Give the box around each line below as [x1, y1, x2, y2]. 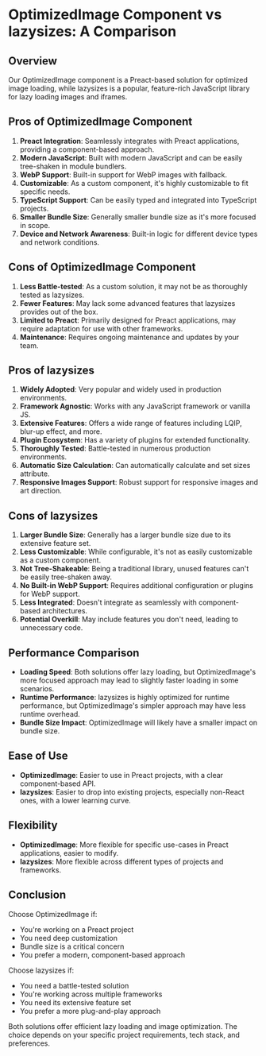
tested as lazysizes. [19, 290, 85, 300]
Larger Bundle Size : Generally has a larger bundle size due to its [19, 530, 232, 540]
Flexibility [8, 818, 58, 832]
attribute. [19, 469, 50, 478]
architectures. [42, 606, 88, 616]
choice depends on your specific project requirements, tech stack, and [8, 1030, 241, 1039]
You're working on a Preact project [19, 924, 134, 934]
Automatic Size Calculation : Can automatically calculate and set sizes [19, 461, 251, 470]
